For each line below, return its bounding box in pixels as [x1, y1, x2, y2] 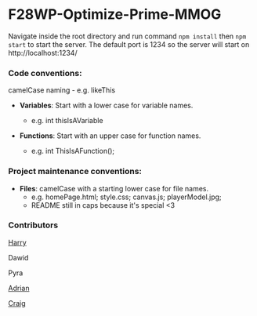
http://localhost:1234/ [8, 48, 78, 57]
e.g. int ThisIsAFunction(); [31, 147, 115, 156]
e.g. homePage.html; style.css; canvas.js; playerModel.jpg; [31, 192, 222, 202]
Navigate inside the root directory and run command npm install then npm [8, 31, 247, 41]
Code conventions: [8, 67, 82, 78]
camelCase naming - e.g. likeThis [8, 85, 116, 95]
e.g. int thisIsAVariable [31, 116, 103, 125]
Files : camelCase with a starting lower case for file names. [19, 183, 209, 193]
